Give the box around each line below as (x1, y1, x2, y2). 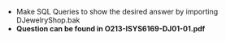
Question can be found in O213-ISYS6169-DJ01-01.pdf (15, 24, 206, 33)
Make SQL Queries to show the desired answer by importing (15, 7, 219, 16)
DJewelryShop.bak (15, 15, 80, 25)
